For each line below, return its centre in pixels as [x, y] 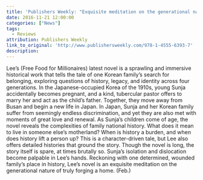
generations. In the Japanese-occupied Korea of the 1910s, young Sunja [96, 87]
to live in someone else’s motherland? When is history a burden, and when [99, 132]
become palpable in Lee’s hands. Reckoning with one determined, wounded [101, 158]
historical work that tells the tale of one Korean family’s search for [88, 74]
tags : [13, 29]
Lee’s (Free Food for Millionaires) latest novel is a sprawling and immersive [99, 68]
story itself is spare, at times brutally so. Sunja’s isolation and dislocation [96, 151]
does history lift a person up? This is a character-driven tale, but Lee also [97, 138]
